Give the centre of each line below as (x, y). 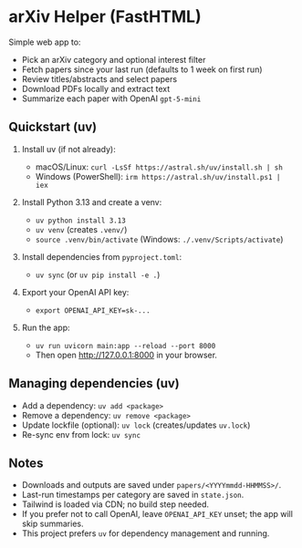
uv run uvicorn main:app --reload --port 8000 (125, 346)
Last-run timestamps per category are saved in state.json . (133, 495)
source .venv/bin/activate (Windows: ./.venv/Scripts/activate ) (159, 239)
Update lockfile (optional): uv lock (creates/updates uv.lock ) (136, 425)
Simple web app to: (45, 42)
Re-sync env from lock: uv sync (81, 434)
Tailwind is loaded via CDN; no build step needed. (115, 504)
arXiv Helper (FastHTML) (105, 17)
